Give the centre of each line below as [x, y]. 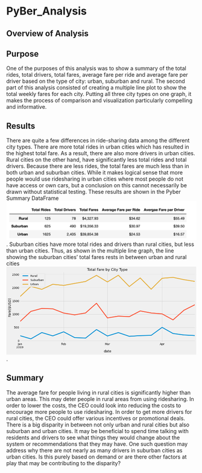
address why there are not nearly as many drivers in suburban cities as [94, 450]
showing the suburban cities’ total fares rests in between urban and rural [96, 257]
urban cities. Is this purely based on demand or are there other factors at [96, 457]
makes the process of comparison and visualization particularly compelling [99, 100]
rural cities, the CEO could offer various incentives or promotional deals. [96, 418]
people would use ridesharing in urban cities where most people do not [95, 179]
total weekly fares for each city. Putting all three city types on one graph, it [99, 94]
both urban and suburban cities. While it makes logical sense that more [94, 173]
